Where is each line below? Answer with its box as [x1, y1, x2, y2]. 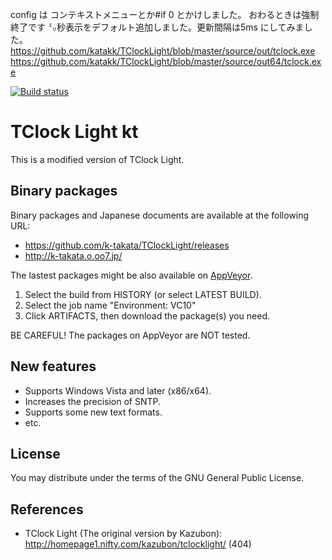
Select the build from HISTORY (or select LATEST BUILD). [24, 288, 262, 300]
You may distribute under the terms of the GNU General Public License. [10, 472, 305, 484]
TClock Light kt [10, 121, 139, 143]
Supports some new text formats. [24, 406, 163, 418]
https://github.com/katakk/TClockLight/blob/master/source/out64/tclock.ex [10, 56, 322, 67]
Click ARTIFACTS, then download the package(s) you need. [24, 309, 271, 322]
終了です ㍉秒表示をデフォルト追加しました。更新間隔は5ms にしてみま [10, 21, 305, 33]
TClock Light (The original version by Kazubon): [24, 528, 223, 540]
